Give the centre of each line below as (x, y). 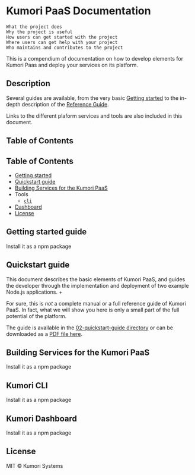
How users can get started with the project (62, 37)
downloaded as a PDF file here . (44, 334)
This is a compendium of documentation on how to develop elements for (95, 58)
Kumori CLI (27, 386)
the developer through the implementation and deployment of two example (97, 285)
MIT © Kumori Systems (35, 465)
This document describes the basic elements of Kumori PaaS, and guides (96, 279)
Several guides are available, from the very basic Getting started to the (92, 98)
